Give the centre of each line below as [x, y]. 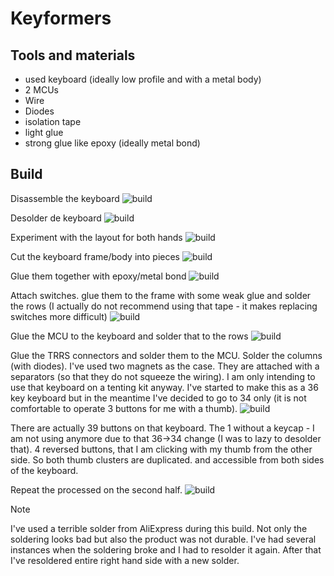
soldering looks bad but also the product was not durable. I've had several [163, 539]
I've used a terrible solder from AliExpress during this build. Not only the [159, 528]
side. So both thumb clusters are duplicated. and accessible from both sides [167, 459]
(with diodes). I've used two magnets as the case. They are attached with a [165, 366]
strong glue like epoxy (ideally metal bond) [112, 143]
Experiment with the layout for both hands [96, 237]
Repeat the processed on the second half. [96, 489]
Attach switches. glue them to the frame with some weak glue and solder [161, 295]
